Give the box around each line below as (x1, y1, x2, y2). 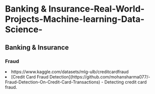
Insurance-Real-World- (48, 3, 145, 15)
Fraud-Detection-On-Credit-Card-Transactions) (5, 79, 101, 85)
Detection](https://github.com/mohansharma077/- (49, 74, 151, 79)
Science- (5, 24, 43, 35)
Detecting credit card (104, 79, 147, 85)
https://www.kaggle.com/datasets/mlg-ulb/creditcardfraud (11, 69, 129, 75)
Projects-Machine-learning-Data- (5, 14, 145, 25)
